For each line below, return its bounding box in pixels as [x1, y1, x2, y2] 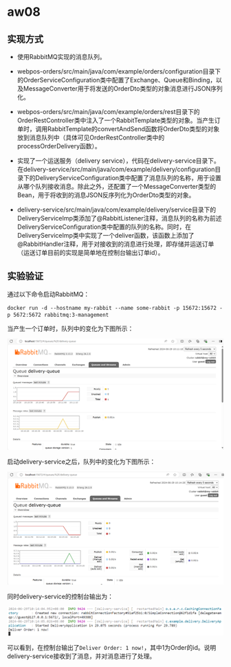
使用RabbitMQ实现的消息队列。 [16, 53, 107, 60]
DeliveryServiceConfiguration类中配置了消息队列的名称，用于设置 [35, 174, 222, 182]
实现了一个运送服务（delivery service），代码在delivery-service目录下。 [16, 157, 220, 165]
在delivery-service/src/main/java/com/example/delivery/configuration [16, 166, 215, 173]
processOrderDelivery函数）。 [16, 142, 101, 150]
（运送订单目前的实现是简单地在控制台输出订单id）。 [16, 249, 164, 256]
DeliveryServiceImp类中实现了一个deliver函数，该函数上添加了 [16, 231, 195, 239]
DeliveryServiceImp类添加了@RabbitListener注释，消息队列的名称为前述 [16, 214, 222, 222]
